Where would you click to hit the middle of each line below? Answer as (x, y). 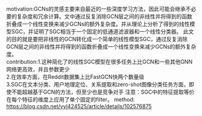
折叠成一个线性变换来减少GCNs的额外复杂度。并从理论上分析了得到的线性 (98, 24)
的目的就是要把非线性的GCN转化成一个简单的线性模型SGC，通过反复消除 (97, 39)
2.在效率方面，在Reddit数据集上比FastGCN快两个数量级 (75, 77)
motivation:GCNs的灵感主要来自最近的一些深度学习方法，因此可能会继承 (96, 9)
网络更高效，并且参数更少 (38, 69)
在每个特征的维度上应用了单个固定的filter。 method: (71, 99)
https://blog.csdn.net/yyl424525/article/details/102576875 (79, 106)
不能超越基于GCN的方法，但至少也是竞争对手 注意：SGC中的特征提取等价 (103, 92)
